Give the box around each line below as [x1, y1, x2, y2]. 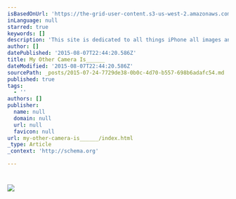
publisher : [7, 102, 39, 109]
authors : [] [7, 96, 42, 103]
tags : [7, 82, 23, 89]
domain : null [13, 115, 52, 122]
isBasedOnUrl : [7, 10, 49, 18]
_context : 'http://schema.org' [7, 148, 99, 155]
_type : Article [7, 141, 52, 148]
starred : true [7, 23, 49, 30]
